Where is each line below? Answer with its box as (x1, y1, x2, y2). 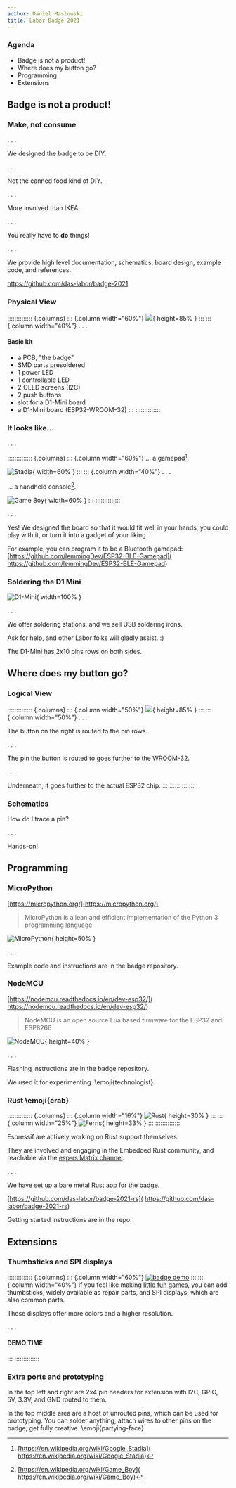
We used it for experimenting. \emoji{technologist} (7, 1077, 154, 1086)
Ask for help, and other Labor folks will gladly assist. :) (7, 634, 164, 642)
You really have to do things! (7, 231, 90, 240)
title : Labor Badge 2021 (7, 17, 80, 24)
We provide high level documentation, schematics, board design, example (7, 258, 221, 267)
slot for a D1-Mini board (17, 398, 86, 406)
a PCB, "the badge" (17, 353, 74, 361)
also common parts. (7, 1295, 65, 1304)
